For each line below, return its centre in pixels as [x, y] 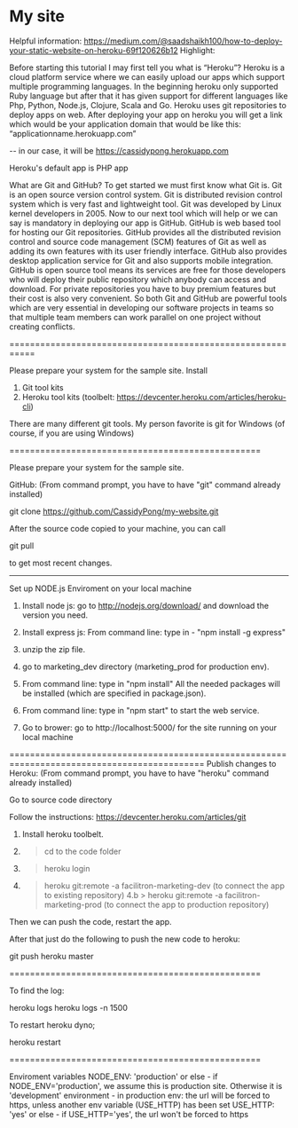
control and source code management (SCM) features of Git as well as [138, 241]
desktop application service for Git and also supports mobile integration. [141, 260]
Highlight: [198, 50]
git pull [22, 545]
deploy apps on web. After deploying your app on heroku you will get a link [146, 114]
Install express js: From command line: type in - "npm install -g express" [154, 632]
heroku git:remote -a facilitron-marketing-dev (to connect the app [165, 886]
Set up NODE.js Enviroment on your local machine [101, 588]
